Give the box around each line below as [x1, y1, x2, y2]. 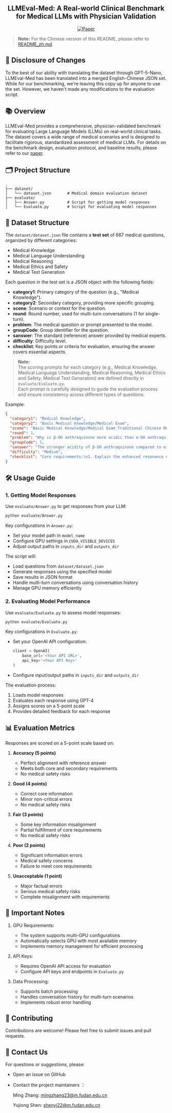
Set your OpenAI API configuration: [12, 638, 87, 645]
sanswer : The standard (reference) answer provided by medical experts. [12, 333, 167, 339]
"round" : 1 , [10, 430, 36, 435]
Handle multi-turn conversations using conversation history [12, 579, 138, 586]
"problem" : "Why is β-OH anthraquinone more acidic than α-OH [10, 435, 145, 440]
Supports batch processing [20, 988, 78, 994]
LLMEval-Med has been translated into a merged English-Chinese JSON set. [5, 75, 167, 81]
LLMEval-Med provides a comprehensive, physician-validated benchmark [5, 123, 161, 129]
